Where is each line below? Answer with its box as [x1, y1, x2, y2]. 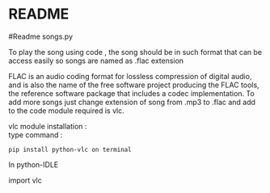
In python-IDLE [8, 159, 59, 170]
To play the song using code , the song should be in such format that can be [8, 47, 263, 57]
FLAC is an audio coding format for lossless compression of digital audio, [8, 71, 252, 81]
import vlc [8, 175, 42, 185]
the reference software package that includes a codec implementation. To [8, 88, 255, 98]
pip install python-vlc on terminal [8, 145, 132, 153]
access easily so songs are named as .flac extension [8, 56, 184, 65]
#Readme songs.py [8, 31, 73, 41]
